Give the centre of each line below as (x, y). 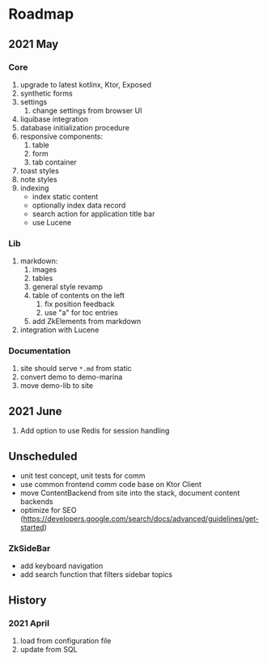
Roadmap (41, 14)
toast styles (39, 170)
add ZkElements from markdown (87, 322)
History (28, 600)
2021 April (29, 623)
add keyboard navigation (61, 566)
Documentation (40, 351)
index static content (65, 196)
